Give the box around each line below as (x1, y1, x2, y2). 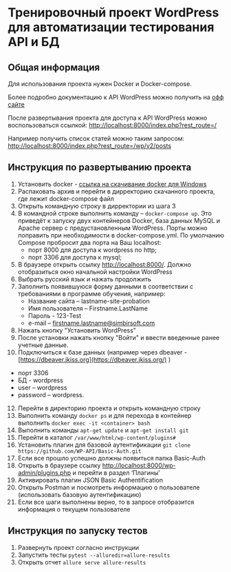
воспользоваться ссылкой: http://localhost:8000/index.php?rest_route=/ (8, 121, 217, 129)
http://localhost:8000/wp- (102, 461, 176, 469)
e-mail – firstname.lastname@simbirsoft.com (27, 319, 155, 327)
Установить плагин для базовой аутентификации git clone (17, 441, 191, 449)
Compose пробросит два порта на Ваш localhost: (17, 238, 162, 246)
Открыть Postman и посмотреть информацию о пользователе (17, 483, 200, 491)
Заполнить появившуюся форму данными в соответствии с (17, 282, 194, 290)
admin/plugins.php (17, 468, 71, 476)
